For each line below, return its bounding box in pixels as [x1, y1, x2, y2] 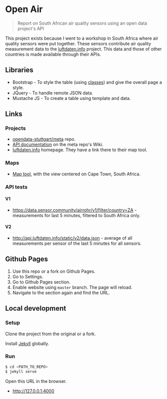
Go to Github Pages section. [12, 279, 70, 285]
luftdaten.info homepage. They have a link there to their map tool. [12, 147, 147, 153]
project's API [17, 25, 44, 31]
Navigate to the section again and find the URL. [12, 289, 110, 295]
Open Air [5, 4, 43, 15]
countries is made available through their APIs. [5, 51, 101, 57]
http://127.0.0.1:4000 [12, 388, 54, 394]
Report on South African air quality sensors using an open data [17, 20, 147, 26]
